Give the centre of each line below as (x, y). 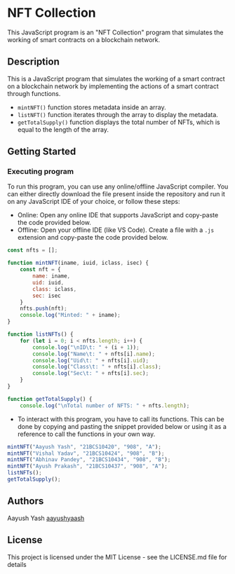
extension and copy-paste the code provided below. (93, 238)
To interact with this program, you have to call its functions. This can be (121, 419)
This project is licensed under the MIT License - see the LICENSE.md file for (117, 557)
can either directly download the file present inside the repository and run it (116, 194)
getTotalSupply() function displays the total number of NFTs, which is (119, 122)
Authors (26, 501)
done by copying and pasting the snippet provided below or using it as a (122, 426)
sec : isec (47, 296)
